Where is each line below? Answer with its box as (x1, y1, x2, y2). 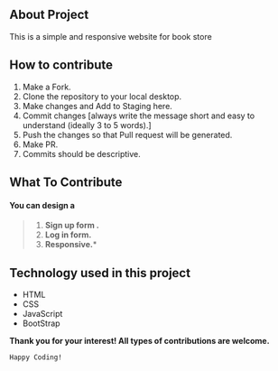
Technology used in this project (9, 265, 191, 281)
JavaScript (22, 309, 63, 320)
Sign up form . (44, 220, 99, 231)
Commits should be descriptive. (22, 148, 142, 159)
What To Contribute (9, 175, 123, 190)
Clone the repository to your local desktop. (22, 90, 182, 102)
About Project (9, 7, 89, 23)
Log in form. (44, 229, 92, 240)
